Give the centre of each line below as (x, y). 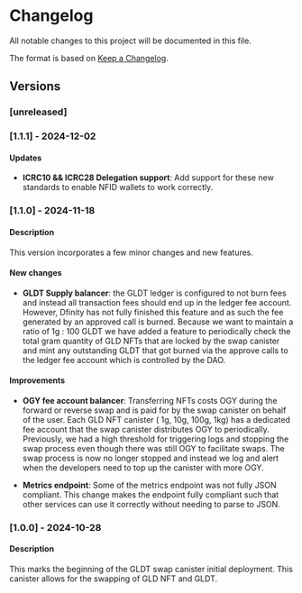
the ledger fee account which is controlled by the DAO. (124, 360)
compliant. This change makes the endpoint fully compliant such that (151, 494)
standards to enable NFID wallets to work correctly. (118, 187)
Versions (35, 87)
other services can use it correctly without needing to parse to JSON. (151, 504)
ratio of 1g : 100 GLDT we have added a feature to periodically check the (156, 331)
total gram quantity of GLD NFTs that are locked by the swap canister (151, 341)
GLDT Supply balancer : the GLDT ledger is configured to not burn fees (154, 293)
